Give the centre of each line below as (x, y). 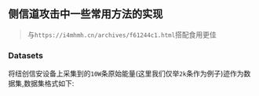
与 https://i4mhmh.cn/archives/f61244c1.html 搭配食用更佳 (122, 35)
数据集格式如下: (49, 83)
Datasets (26, 55)
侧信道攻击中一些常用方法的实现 (86, 14)
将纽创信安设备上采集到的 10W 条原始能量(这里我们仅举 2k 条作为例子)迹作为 (126, 74)
